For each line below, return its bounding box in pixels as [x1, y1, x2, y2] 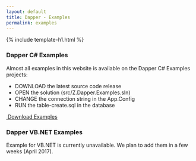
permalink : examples [6, 20, 58, 26]
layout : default [6, 8, 46, 15]
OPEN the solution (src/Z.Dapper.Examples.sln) [14, 89, 131, 96]
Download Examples [7, 113, 58, 120]
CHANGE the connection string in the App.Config [14, 95, 135, 102]
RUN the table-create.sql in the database [14, 101, 115, 109]
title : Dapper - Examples [6, 14, 70, 20]
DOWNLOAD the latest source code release [14, 82, 122, 89]
